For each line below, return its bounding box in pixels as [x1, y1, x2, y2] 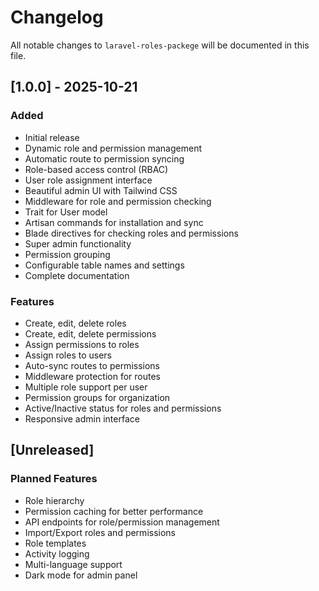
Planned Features [10, 472, 98, 486]
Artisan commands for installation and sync [24, 216, 204, 228]
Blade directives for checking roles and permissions [24, 227, 239, 239]
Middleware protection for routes [24, 370, 161, 382]
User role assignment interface [24, 174, 153, 186]
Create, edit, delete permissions [24, 327, 157, 340]
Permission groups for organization [24, 391, 171, 403]
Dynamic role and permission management [24, 142, 202, 154]
